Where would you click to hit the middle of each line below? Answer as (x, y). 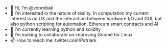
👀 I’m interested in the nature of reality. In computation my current (79, 13)
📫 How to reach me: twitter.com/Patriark (53, 40)
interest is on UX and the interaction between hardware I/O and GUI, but (86, 18)
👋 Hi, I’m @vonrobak (32, 8)
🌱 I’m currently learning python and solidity (55, 29)
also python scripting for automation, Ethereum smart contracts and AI (84, 24)
